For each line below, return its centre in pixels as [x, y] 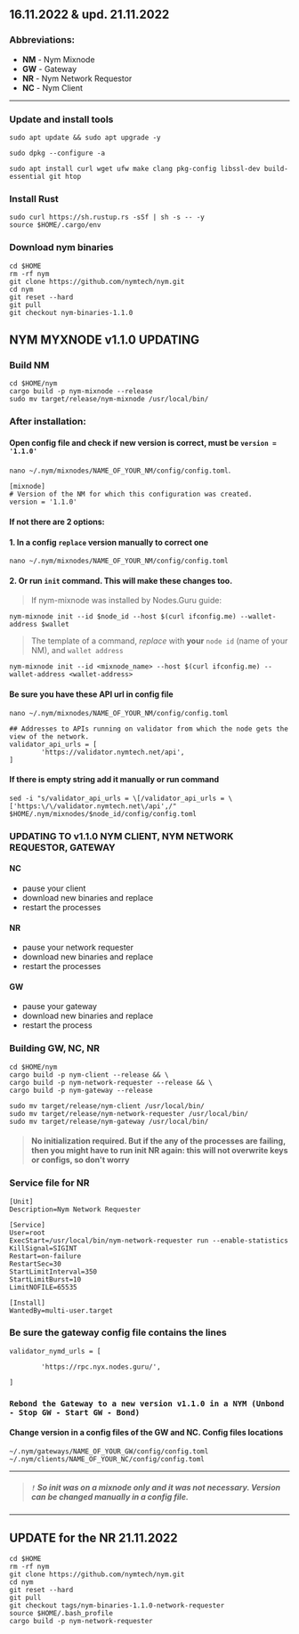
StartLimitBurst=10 [45, 1279]
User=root [28, 1233]
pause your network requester [78, 948]
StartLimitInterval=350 [53, 1272]
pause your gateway [60, 1007]
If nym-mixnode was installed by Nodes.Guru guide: [126, 601]
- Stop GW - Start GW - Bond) [75, 1412]
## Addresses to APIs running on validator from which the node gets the [149, 729]
